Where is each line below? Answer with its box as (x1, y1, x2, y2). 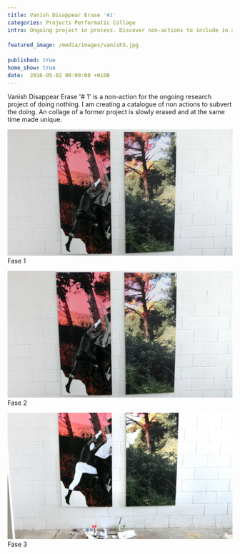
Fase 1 (7, 257, 26, 266)
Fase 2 (7, 398, 27, 407)
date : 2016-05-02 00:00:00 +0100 (7, 71, 111, 79)
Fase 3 (7, 540, 27, 549)
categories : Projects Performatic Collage (7, 19, 136, 26)
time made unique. (7, 115, 63, 124)
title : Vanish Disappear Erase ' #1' (7, 11, 116, 19)
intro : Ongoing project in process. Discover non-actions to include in (7, 26, 229, 34)
